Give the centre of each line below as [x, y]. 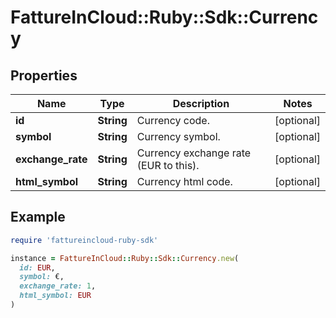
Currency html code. [184, 181]
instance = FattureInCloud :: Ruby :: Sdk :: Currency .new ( [125, 258]
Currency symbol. [178, 136]
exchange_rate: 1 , [58, 286]
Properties [44, 75]
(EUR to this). [168, 165]
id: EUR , [37, 267]
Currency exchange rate [194, 153]
